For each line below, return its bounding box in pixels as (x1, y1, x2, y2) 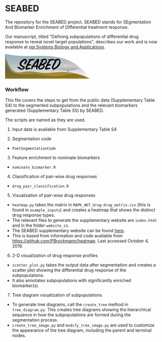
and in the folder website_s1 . (12, 222, 69, 229)
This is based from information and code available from (12, 233, 123, 239)
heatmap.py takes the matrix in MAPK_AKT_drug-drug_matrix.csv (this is (12, 202, 151, 208)
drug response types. (12, 212, 55, 218)
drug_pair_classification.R (12, 184, 69, 189)
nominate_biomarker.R (12, 165, 56, 170)
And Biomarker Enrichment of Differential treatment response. (5, 24, 129, 30)
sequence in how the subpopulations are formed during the (12, 312, 131, 318)
